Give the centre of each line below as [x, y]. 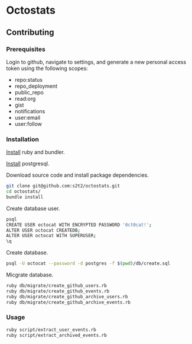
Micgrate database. [30, 275]
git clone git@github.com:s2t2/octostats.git [63, 186]
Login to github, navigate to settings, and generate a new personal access [96, 62]
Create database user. [33, 208]
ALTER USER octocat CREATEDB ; [43, 230]
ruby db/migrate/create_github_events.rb [58, 291]
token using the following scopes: [47, 68]
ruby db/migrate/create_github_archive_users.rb [67, 297]
